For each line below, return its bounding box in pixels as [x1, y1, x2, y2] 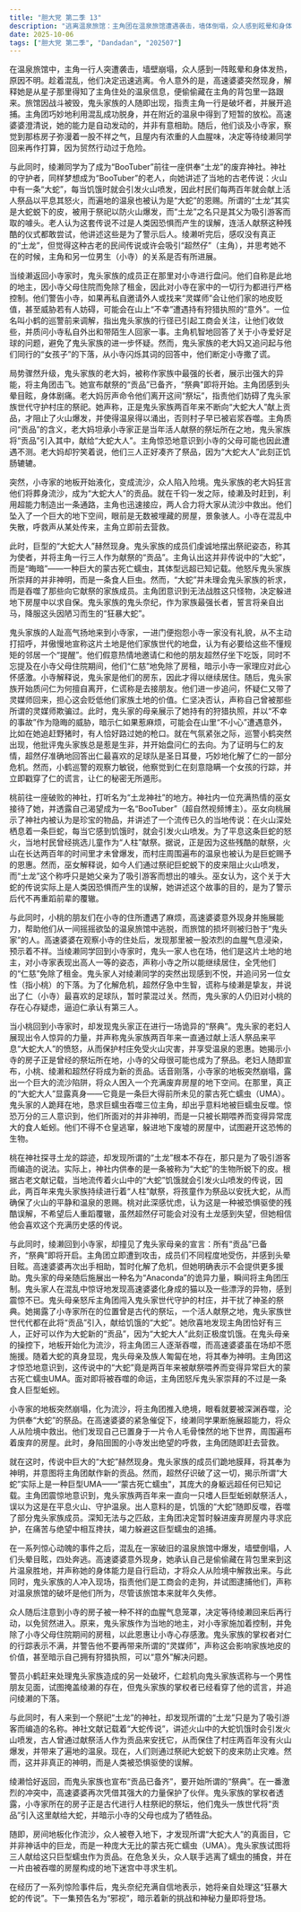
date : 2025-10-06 [9, 30, 74, 39]
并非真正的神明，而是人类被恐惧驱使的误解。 [32, 1757, 198, 1768]
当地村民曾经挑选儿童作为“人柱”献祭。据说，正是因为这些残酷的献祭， [24, 837, 284, 848]
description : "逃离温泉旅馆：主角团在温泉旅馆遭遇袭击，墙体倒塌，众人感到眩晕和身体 [9, 22, 293, 31]
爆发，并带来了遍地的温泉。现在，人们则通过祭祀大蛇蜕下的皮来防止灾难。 [9, 1746, 284, 1757]
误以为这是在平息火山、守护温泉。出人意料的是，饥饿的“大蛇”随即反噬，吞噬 [9, 1501, 291, 1513]
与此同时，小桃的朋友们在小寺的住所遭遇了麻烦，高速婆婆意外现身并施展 [9, 912, 276, 923]
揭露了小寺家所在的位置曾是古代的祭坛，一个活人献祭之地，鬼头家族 [32, 1306, 284, 1317]
